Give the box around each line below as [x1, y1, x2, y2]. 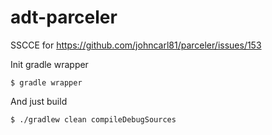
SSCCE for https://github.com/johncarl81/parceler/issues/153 [10, 39, 262, 51]
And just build [10, 95, 68, 107]
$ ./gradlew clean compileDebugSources [10, 114, 177, 125]
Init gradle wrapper [10, 58, 89, 70]
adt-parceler [10, 6, 118, 29]
